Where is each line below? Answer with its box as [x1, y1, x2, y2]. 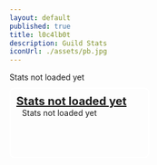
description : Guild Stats [9, 38, 107, 48]
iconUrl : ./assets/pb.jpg [9, 47, 107, 56]
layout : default [9, 13, 71, 23]
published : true [9, 22, 71, 31]
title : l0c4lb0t [9, 30, 71, 39]
